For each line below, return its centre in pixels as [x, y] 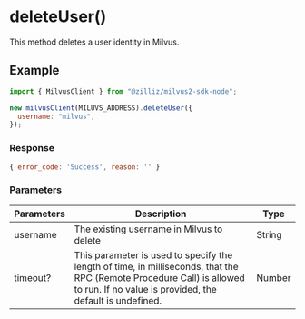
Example [34, 70]
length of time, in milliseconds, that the [156, 266]
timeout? [33, 277]
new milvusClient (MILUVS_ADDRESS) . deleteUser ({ [101, 108]
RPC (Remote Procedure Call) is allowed [159, 277]
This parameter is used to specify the [153, 254]
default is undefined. [118, 300]
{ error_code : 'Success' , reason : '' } [85, 167]
